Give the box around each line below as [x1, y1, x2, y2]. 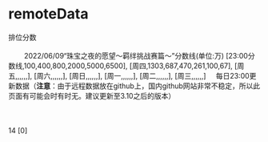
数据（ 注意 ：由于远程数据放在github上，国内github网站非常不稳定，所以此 [14, 81, 261, 91]
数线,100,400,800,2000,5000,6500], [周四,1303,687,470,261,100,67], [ [8, 61, 238, 71]
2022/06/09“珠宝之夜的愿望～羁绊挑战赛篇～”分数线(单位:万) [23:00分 [23, 51, 255, 60]
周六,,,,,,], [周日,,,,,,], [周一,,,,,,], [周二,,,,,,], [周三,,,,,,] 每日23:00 [36, 71, 250, 80]
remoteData [8, 5, 89, 23]
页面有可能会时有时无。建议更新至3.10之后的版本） [8, 91, 176, 100]
